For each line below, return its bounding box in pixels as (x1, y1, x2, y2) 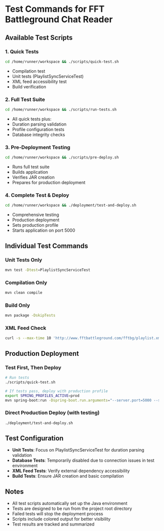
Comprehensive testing (12, 212, 60, 218)
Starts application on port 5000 (12, 227, 76, 234)
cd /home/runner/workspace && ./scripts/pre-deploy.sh (5, 155, 119, 160)
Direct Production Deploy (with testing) (5, 409, 100, 416)
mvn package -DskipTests (5, 313, 56, 318)
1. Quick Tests (5, 48, 39, 55)
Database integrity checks (12, 132, 65, 137)
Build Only (5, 302, 30, 309)
